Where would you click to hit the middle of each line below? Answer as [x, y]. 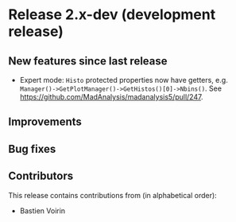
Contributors [41, 176]
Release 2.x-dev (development [112, 15]
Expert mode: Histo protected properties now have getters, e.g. [124, 80]
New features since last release [88, 61]
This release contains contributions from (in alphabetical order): [112, 195]
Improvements [45, 122]
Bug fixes [32, 149]
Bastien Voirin [43, 210]
